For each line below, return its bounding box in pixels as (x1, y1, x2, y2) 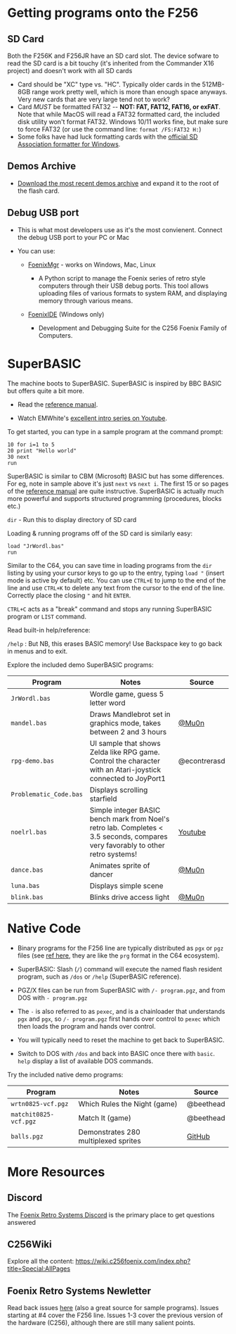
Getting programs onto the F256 (7, 5, 199, 21)
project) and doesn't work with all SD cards (7, 67, 133, 75)
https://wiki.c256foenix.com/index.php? (75, 1257, 191, 1266)
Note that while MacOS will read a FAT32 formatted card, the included (17, 110, 220, 118)
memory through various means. (38, 296, 133, 305)
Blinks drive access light (89, 892, 170, 902)
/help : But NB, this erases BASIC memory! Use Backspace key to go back (7, 639, 223, 648)
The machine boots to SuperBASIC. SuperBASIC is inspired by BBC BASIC (7, 379, 222, 388)
